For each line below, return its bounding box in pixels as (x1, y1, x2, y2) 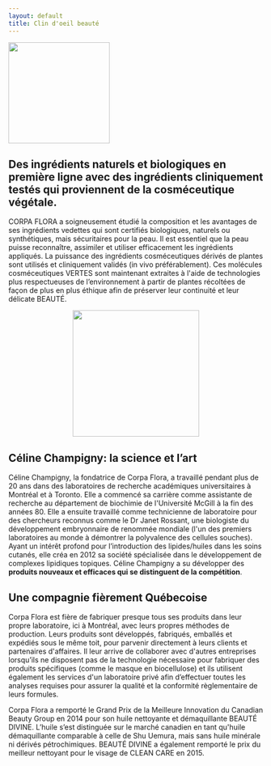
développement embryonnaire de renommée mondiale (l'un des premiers (8, 524, 252, 534)
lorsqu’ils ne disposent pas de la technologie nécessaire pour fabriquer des (8, 654, 260, 664)
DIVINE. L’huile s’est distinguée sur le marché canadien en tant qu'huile (8, 722, 246, 732)
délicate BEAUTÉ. (8, 294, 67, 304)
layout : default (8, 11, 63, 20)
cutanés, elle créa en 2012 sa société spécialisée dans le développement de (8, 550, 262, 560)
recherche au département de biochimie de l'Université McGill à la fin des (8, 498, 253, 508)
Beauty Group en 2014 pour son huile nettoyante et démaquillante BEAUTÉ (8, 713, 257, 723)
